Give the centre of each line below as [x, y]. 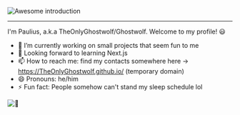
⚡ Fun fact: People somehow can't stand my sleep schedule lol [110, 87]
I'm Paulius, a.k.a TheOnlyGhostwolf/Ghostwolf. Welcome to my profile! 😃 [117, 31]
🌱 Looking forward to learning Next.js [72, 53]
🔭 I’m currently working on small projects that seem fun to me [108, 45]
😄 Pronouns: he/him [48, 79]
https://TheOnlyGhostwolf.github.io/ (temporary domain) [101, 71]
